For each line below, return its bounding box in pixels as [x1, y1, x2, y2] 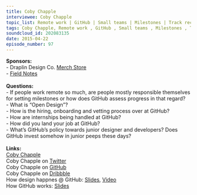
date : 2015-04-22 [6, 36, 49, 42]
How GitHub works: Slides [6, 182, 69, 189]
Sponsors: [6, 57, 32, 65]
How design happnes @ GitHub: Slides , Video [6, 176, 117, 183]
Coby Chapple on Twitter [6, 157, 66, 164]
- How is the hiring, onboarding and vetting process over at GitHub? [6, 107, 170, 115]
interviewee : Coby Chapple [6, 14, 72, 20]
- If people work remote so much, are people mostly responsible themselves [6, 89, 191, 96]
